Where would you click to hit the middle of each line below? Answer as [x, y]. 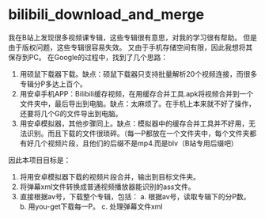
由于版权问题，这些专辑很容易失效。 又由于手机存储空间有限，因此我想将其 [131, 47]
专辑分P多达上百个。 [53, 84]
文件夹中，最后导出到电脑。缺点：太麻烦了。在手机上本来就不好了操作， [137, 104]
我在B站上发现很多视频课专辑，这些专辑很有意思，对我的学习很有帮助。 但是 [133, 37]
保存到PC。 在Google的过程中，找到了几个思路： [88, 57]
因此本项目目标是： [40, 160]
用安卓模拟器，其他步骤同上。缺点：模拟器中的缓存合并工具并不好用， [134, 123]
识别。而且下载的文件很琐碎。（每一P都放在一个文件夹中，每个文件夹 [138, 133]
